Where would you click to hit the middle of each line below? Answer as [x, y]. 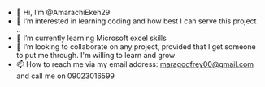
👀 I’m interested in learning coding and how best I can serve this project [136, 21]
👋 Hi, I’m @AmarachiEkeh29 [63, 12]
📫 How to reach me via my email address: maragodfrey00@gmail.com [135, 64]
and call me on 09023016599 [65, 76]
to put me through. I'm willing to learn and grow [96, 55]
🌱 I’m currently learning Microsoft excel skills [91, 38]
